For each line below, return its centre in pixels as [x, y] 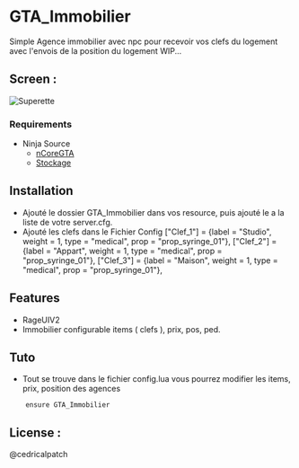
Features [35, 298]
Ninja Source [46, 144]
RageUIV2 [41, 320]
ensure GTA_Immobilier [68, 405]
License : [35, 433]
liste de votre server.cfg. [67, 222]
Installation [41, 191]
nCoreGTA [55, 154]
